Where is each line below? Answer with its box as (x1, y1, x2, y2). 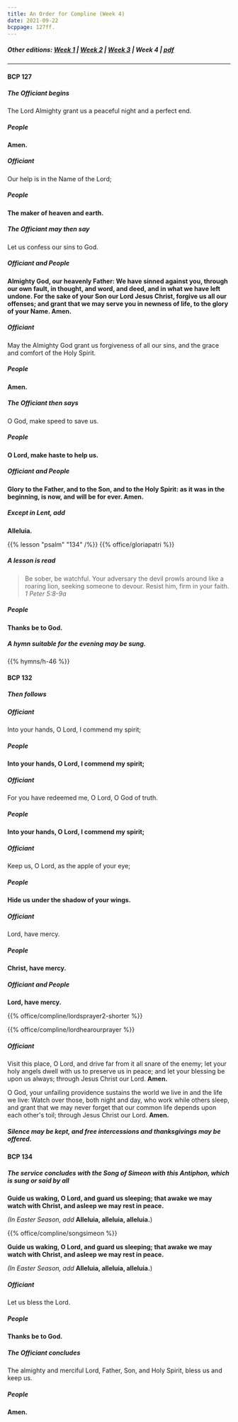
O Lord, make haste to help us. (7, 450, 99, 459)
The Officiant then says (7, 399, 79, 407)
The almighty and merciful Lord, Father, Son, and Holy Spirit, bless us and (7, 1366, 222, 1375)
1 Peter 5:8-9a (24, 589, 67, 598)
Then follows (7, 690, 47, 698)
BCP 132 (7, 673, 33, 682)
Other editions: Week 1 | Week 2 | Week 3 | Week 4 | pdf (7, 45, 175, 54)
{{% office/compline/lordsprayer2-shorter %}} (7, 1012, 143, 1020)
